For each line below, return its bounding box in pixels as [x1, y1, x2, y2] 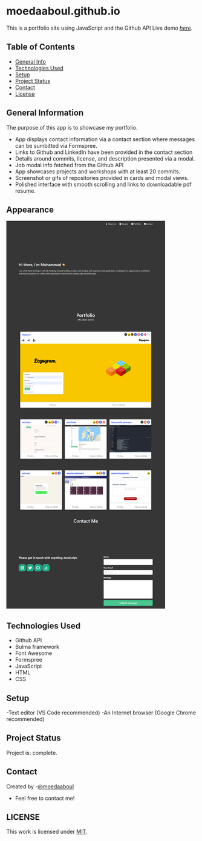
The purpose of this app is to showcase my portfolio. [6, 124, 138, 131]
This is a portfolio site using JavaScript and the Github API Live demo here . [6, 24, 193, 32]
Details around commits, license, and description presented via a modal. [15, 155, 195, 162]
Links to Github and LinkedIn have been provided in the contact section [15, 148, 193, 156]
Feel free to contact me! [15, 794, 75, 802]
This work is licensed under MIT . [6, 828, 88, 836]
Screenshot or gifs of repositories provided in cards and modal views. [15, 174, 189, 181]
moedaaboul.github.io [6, 4, 120, 18]
